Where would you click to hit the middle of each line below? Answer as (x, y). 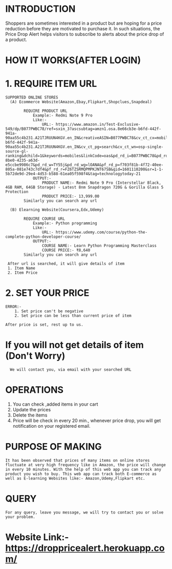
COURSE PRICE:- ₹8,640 (66, 250)
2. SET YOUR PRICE (47, 293)
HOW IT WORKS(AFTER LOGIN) (73, 60)
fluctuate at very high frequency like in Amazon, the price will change (86, 465)
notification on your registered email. (51, 426)
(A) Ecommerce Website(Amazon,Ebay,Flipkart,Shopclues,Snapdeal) (81, 102)
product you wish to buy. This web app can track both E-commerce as (81, 474)
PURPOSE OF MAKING (53, 447)
